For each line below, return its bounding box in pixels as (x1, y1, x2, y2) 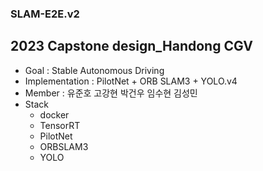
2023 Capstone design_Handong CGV (10, 38, 253, 55)
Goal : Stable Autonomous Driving (24, 64, 165, 76)
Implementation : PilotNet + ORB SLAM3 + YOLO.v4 (24, 75, 238, 87)
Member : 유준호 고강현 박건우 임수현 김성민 (24, 87, 198, 99)
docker (39, 108, 70, 121)
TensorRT (39, 119, 81, 131)
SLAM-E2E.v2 (10, 7, 80, 21)
